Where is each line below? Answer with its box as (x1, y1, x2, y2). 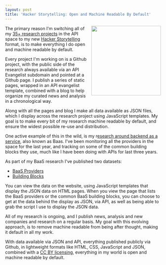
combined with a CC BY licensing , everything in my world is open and (5, 249, 147, 255)
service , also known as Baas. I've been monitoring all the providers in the (5, 138, 154, 144)
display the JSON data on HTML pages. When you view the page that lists (5, 188, 156, 194)
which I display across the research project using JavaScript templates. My (5, 113, 158, 119)
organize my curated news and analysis (5, 92, 86, 99)
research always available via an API (5, 66, 80, 72)
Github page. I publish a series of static (5, 77, 85, 83)
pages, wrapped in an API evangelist (5, 82, 80, 88)
